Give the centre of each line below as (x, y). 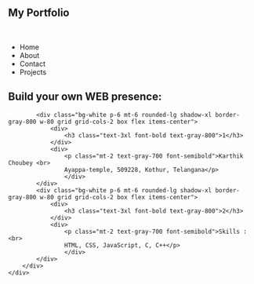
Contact (32, 64)
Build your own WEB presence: (85, 97)
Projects (33, 72)
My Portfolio (39, 13)
